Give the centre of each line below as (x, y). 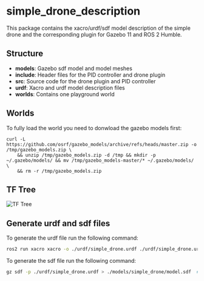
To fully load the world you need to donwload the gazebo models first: (94, 128)
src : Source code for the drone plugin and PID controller (85, 81)
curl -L (16, 139)
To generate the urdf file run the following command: (72, 238)
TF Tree (21, 189)
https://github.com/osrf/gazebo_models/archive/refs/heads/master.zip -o (102, 144)
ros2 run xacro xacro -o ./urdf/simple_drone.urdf (72, 249)
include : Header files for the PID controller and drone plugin (90, 75)
